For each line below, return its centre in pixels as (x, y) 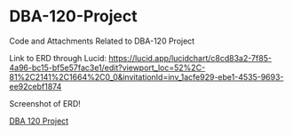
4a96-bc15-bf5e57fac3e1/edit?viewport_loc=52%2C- (107, 67)
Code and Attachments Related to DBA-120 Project (102, 41)
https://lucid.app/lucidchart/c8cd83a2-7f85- (190, 58)
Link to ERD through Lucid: (58, 58)
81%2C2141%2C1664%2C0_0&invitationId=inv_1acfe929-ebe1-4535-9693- (146, 76)
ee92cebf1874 (36, 86)
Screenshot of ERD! (45, 103)
